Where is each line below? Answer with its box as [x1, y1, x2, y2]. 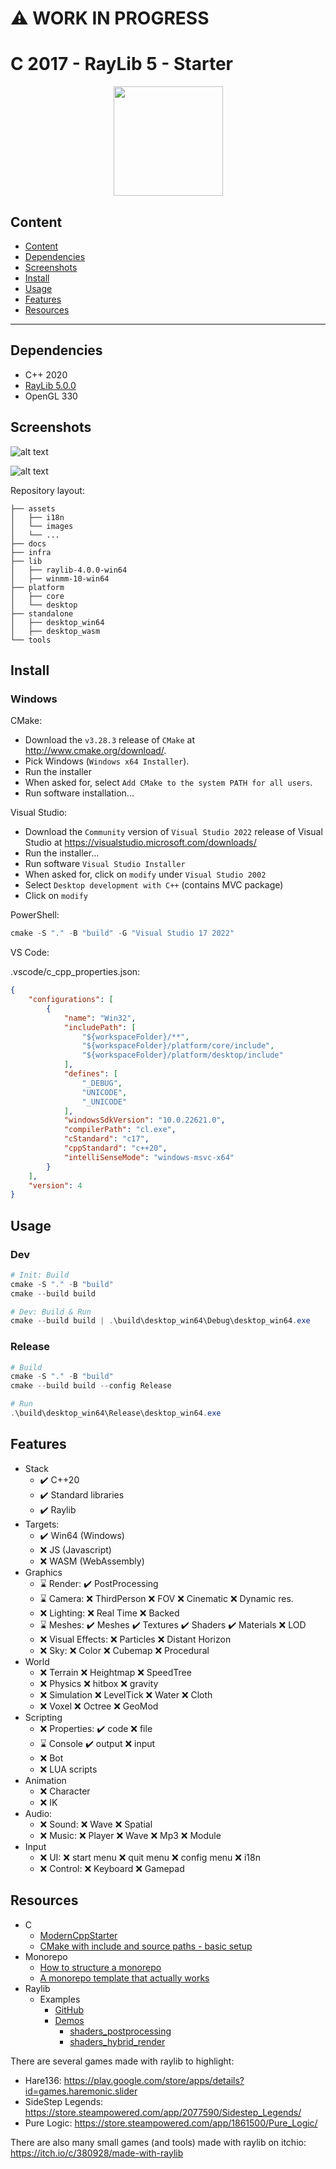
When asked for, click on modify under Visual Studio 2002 [24, 868, 267, 881]
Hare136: [24, 2074, 62, 2086]
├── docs [10, 538, 47, 549]
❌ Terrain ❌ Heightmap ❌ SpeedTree [39, 1666, 192, 1678]
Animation [24, 1774, 67, 1786]
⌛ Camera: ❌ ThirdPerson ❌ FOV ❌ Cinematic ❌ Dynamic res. [39, 1592, 294, 1604]
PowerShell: [10, 909, 60, 921]
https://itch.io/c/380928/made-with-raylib [10, 2147, 184, 2159]
